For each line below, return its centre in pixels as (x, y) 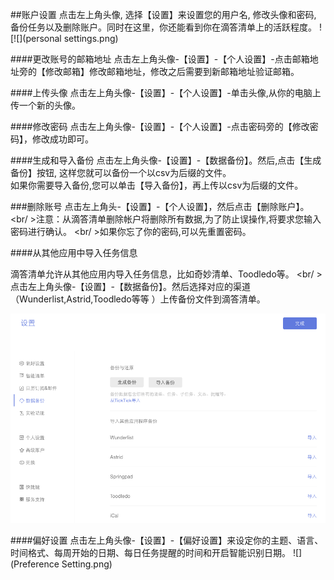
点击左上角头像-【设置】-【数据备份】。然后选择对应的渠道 (130, 286)
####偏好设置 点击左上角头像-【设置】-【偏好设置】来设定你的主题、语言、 (167, 540)
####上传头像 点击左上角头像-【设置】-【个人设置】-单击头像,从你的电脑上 (166, 92)
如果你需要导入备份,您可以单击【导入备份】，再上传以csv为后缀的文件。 (157, 185)
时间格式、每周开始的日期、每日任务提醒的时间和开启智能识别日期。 (150, 553)
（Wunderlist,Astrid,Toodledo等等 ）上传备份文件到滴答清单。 (138, 299)
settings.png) (91, 38)
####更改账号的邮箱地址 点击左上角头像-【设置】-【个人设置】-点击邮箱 (160, 59)
